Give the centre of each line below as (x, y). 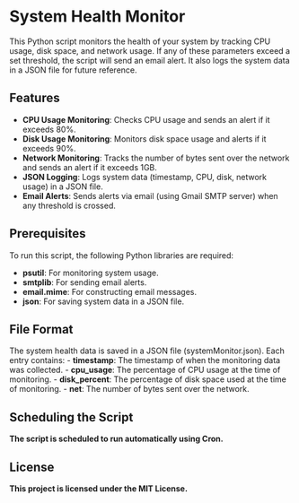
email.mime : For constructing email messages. (110, 291)
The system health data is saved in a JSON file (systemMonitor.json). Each (147, 351)
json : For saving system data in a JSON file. (103, 301)
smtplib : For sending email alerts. (84, 282)
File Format (41, 329)
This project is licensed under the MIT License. (99, 489)
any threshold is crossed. (69, 205)
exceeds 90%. (49, 148)
